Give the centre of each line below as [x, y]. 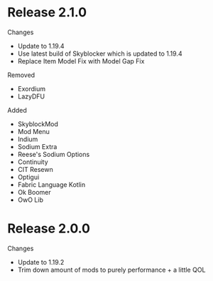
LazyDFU [31, 96]
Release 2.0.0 [49, 229]
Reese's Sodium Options [54, 154]
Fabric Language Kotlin [51, 184]
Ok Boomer [34, 192]
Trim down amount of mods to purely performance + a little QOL [111, 270]
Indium [28, 139]
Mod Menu [33, 131]
